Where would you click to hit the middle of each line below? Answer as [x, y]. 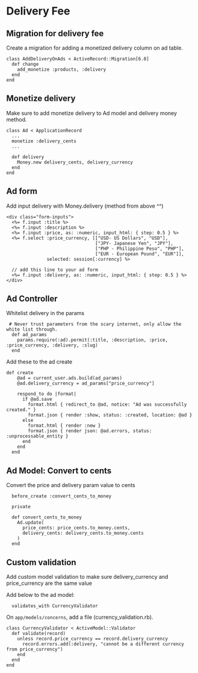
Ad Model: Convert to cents [59, 470]
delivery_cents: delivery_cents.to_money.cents [83, 533]
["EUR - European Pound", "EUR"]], [140, 254]
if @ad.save [37, 400]
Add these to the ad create [39, 362]
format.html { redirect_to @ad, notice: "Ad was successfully [107, 405]
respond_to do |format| [47, 394]
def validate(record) [39, 634]
